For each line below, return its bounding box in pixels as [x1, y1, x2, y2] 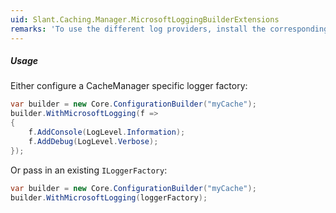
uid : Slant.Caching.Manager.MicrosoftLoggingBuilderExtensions [10, 14, 280, 25]
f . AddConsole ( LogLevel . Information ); [28, 127, 186, 138]
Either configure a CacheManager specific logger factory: [10, 80, 248, 92]
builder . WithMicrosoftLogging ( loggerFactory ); [10, 192, 208, 203]
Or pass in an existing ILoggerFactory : [10, 164, 168, 176]
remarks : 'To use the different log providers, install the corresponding [10, 24, 329, 34]
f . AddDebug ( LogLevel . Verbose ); [28, 136, 159, 146]
